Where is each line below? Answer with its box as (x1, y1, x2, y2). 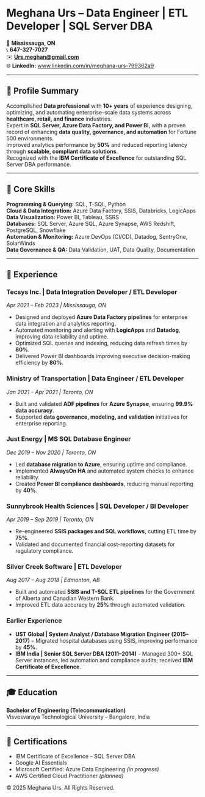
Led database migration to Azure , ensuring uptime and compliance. (15, 460, 187, 468)
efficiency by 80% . (15, 359, 64, 367)
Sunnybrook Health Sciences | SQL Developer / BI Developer (6, 502, 189, 511)
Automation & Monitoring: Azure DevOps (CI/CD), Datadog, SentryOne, (6, 233, 188, 240)
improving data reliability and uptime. (15, 333, 109, 340)
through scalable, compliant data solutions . (6, 148, 118, 155)
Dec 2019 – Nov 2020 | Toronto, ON (6, 449, 96, 456)
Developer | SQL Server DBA (6, 19, 153, 33)
